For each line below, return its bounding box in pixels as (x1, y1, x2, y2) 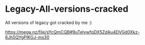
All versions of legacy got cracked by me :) (5, 20, 92, 25)
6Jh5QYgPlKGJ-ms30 (5, 34, 50, 40)
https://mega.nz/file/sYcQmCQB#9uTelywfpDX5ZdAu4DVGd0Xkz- (5, 29, 140, 35)
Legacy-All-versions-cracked (5, 3, 129, 15)
